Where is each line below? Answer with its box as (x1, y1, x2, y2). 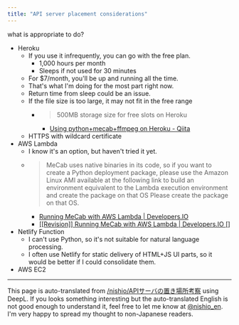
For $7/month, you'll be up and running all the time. (28, 74, 179, 82)
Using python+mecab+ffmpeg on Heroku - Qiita (49, 124, 191, 132)
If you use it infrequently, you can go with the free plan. (28, 51, 191, 60)
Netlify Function (17, 227, 65, 235)
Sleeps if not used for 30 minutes (38, 66, 137, 75)
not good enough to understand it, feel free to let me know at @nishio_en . (7, 302, 223, 310)
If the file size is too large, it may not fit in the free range (28, 97, 193, 105)
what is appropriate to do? (7, 30, 84, 38)
